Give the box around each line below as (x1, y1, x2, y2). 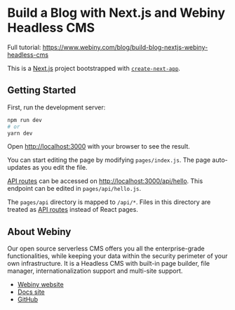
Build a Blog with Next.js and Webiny (7, 5, 226, 21)
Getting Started (7, 84, 76, 96)
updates (7, 163, 32, 172)
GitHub (17, 295, 39, 304)
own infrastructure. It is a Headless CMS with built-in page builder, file (7, 260, 210, 268)
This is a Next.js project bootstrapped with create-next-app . (7, 64, 181, 72)
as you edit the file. (32, 163, 88, 172)
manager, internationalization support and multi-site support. (7, 267, 183, 275)
